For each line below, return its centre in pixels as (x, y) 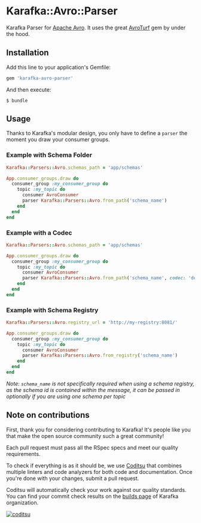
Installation (28, 53)
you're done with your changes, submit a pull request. (73, 478)
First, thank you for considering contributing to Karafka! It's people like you (99, 430)
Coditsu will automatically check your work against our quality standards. (96, 489)
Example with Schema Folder (49, 155)
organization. (22, 502)
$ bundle (17, 101)
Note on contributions (48, 415)
